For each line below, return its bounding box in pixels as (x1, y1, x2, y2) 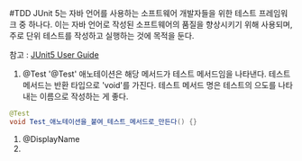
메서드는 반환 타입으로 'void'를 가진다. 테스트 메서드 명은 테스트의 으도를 (22, 80, 277, 90)
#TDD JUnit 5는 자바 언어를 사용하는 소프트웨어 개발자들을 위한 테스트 (9, 8, 257, 18)
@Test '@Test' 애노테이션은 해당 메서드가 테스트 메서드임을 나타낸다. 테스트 (22, 68, 291, 79)
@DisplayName (22, 133, 80, 144)
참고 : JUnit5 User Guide (9, 49, 99, 60)
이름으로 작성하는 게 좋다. (39, 91, 129, 102)
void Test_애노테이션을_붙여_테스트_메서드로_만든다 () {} (9, 117, 197, 126)
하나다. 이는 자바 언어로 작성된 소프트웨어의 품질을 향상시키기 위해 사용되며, (28, 19, 293, 30)
